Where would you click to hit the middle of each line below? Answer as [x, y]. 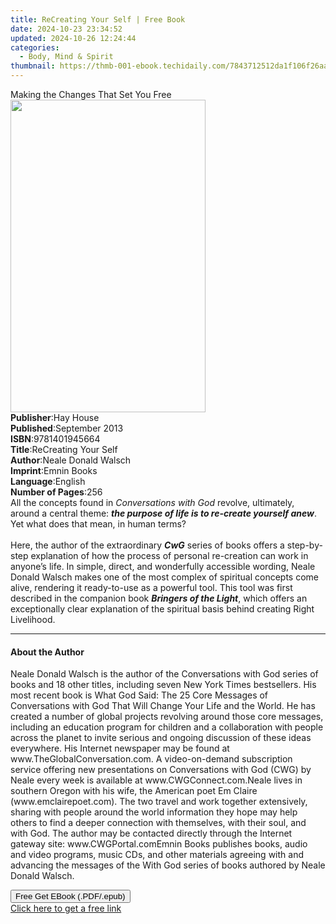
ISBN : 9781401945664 [55, 439]
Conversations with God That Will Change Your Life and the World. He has [163, 706]
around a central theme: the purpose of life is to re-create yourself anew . [163, 513]
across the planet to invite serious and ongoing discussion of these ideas [161, 738]
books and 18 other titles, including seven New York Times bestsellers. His [163, 685]
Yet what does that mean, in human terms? [98, 524]
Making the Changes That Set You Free [91, 94]
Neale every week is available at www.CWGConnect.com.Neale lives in [156, 780]
